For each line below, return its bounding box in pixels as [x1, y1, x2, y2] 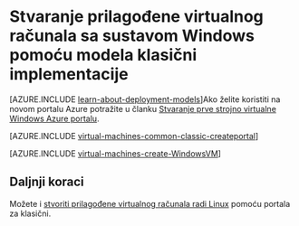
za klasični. [9, 208, 52, 219]
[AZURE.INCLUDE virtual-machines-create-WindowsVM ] [9, 147, 222, 159]
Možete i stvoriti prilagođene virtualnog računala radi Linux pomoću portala [9, 198, 291, 209]
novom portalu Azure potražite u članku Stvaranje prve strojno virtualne [9, 103, 276, 114]
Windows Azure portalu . [9, 113, 100, 124]
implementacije [9, 64, 129, 85]
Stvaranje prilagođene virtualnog [9, 6, 265, 27]
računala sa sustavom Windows [9, 25, 256, 46]
